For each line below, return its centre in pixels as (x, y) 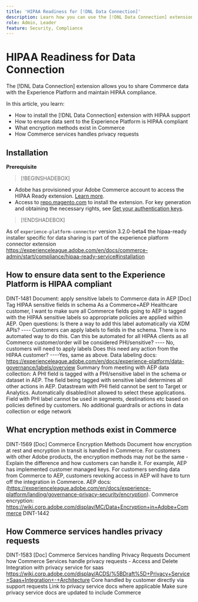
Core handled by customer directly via (138, 580)
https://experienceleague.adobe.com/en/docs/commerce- (77, 250)
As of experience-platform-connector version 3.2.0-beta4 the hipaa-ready (96, 231)
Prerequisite (22, 167)
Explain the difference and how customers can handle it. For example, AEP (97, 463)
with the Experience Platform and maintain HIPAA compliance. (82, 93)
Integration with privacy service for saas (55, 568)
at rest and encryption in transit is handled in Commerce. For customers (93, 450)
